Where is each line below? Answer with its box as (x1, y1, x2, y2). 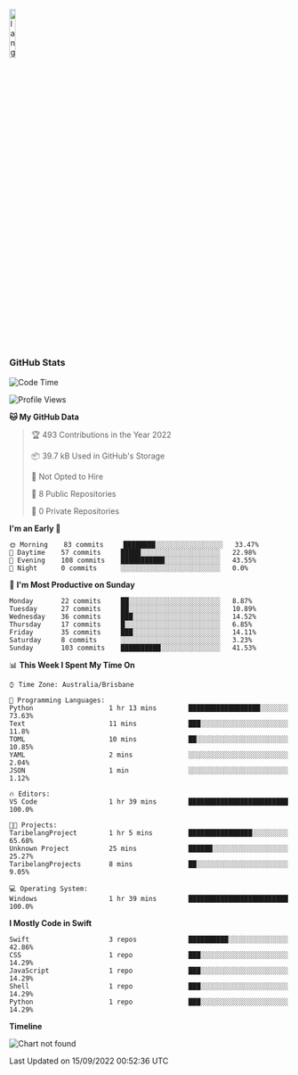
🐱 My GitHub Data (9, 411, 80, 422)
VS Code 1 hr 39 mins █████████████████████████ (9, 797, 289, 806)
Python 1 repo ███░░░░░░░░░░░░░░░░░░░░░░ (9, 997, 289, 1006)
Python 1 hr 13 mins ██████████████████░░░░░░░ (9, 703, 289, 713)
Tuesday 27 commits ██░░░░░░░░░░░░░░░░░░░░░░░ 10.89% (9, 604, 256, 613)
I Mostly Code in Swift (9, 917, 92, 928)
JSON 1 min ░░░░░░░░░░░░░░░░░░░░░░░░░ (9, 765, 289, 775)
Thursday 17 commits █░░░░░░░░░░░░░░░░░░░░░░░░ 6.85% (9, 620, 253, 629)
